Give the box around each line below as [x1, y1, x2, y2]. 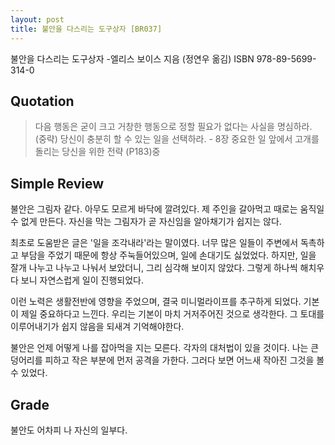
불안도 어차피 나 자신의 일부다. [10, 424, 128, 436]
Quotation [10, 92, 75, 110]
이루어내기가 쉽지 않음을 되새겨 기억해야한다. [10, 321, 185, 333]
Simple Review [10, 175, 105, 192]
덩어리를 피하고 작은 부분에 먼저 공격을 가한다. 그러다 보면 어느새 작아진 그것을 [10, 354, 315, 366]
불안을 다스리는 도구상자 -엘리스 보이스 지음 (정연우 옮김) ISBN [10, 52, 255, 65]
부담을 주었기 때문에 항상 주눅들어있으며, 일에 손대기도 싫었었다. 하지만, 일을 [20, 249, 317, 261]
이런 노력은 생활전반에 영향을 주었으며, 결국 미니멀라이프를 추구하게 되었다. [10, 296, 302, 308]
